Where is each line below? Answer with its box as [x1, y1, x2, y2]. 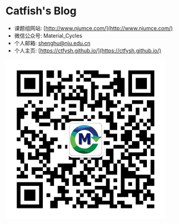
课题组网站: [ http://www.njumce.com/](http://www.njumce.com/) [14, 24, 173, 32]
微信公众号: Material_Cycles [14, 32, 83, 39]
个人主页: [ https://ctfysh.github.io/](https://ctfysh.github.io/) [14, 46, 162, 54]
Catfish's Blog [5, 4, 77, 18]
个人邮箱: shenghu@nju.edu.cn [14, 39, 90, 46]
